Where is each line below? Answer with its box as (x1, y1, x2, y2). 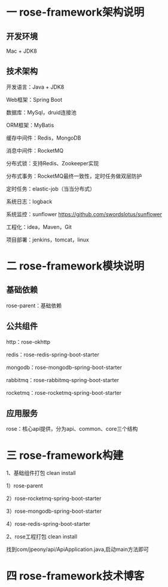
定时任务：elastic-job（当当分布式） (6, 185, 96, 192)
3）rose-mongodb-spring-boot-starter (6, 507, 102, 515)
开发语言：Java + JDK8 (6, 83, 65, 90)
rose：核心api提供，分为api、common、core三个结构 (6, 425, 138, 432)
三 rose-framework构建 (6, 449, 124, 462)
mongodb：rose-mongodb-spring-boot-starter (6, 364, 123, 371)
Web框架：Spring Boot (6, 96, 63, 103)
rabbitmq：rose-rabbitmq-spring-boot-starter (6, 376, 120, 383)
